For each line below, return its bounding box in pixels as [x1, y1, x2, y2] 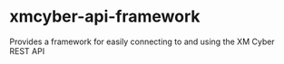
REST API [9, 45, 45, 56]
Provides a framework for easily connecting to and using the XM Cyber [9, 36, 275, 47]
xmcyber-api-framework [9, 6, 201, 27]
